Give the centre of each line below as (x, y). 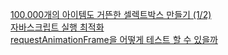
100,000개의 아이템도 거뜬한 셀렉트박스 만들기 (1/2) (111, 14)
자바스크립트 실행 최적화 (57, 27)
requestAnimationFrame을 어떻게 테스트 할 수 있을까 (114, 39)
